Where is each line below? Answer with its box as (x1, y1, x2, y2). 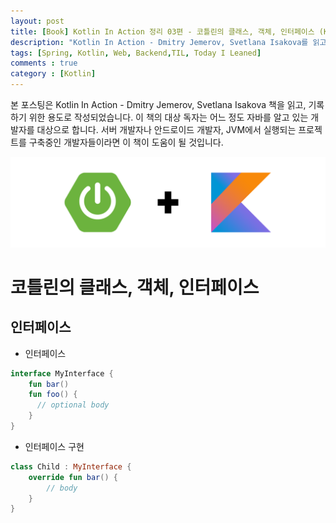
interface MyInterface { (10, 368, 114, 379)
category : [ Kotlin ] (10, 69, 97, 79)
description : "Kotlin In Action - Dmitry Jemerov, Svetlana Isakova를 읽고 (10, 37, 327, 47)
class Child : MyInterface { (10, 461, 132, 472)
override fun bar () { (28, 472, 118, 482)
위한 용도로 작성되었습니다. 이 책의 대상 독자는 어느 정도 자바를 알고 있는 (28, 111, 309, 123)
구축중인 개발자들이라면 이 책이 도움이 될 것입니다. (28, 136, 224, 148)
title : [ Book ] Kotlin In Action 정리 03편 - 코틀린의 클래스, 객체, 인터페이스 (10, 26, 315, 37)
